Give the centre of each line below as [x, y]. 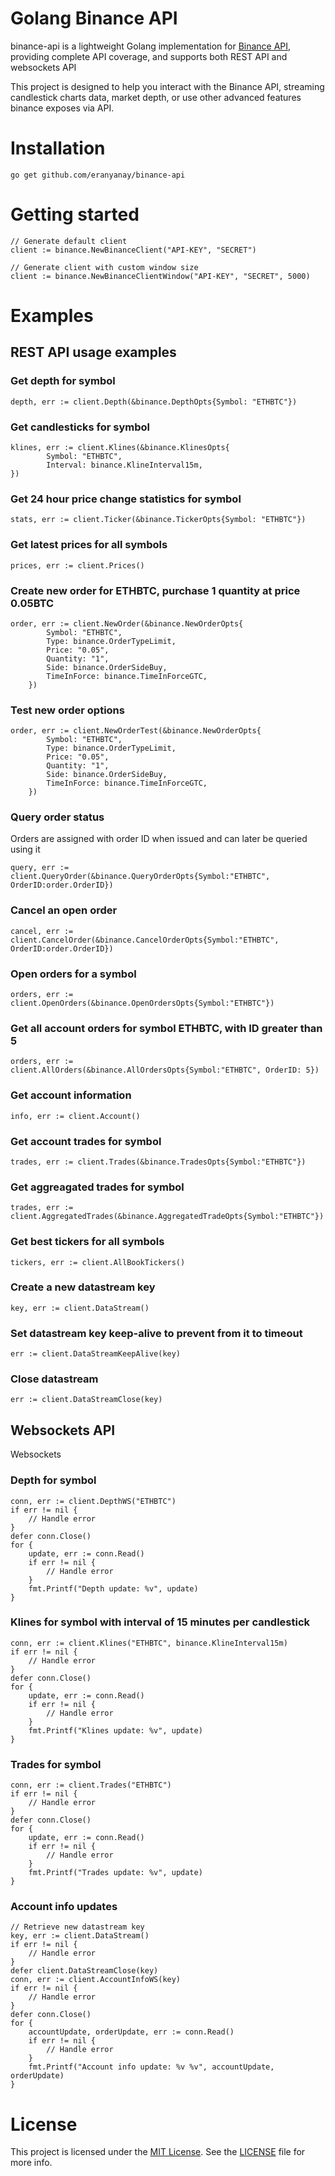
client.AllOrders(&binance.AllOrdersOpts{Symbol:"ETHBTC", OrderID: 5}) [165, 1070]
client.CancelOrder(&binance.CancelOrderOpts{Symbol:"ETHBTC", [145, 940]
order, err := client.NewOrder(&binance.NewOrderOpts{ [127, 623]
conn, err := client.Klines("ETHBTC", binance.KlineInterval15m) [149, 1643]
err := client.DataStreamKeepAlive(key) [96, 1354]
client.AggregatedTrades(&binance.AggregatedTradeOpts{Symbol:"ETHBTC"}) [167, 1217]
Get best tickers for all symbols [87, 1242]
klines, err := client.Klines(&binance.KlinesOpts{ [120, 447]
